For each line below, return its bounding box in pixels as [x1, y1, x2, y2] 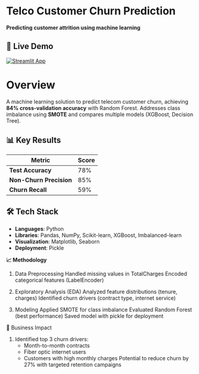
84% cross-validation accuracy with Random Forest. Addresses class [6, 104, 180, 111]
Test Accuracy [9, 166, 52, 174]
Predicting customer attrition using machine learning [6, 24, 140, 31]
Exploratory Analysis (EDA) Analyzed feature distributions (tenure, [14, 288, 177, 296]
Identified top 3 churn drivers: [14, 336, 88, 343]
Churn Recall [9, 186, 47, 194]
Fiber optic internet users [23, 348, 87, 355]
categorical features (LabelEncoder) [14, 276, 105, 284]
